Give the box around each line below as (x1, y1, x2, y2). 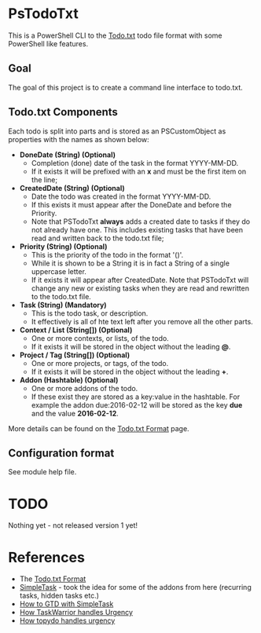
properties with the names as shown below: (8, 134, 149, 144)
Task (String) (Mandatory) (19, 300, 108, 309)
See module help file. (8, 467, 77, 477)
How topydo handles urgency (19, 616, 116, 625)
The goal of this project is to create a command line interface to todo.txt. (8, 82, 244, 92)
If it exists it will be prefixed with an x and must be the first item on (31, 166, 247, 176)
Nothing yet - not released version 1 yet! (8, 521, 138, 530)
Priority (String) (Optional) (19, 241, 108, 251)
